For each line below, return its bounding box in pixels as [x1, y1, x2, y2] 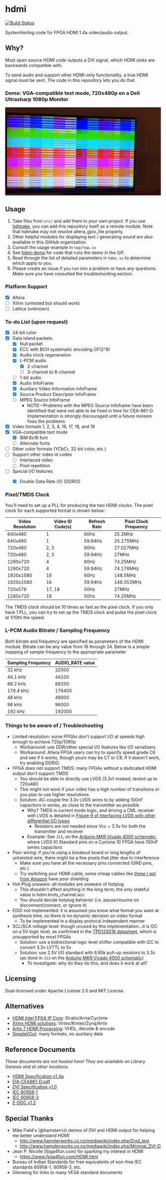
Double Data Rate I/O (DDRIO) [19, 478, 81, 484]
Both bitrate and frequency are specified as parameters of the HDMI [5, 638, 144, 644]
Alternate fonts [19, 440, 50, 446]
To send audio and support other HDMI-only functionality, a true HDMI [5, 72, 148, 78]
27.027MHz [114, 545, 139, 551]
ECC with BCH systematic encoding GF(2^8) [19, 346, 110, 353]
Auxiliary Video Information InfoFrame [19, 385, 97, 391]
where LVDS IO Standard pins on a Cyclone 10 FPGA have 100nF [27, 839, 159, 845]
